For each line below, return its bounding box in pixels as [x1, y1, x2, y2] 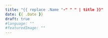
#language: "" [5, 21, 35, 26]
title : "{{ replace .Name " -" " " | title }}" [5, 7, 104, 12]
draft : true [5, 16, 30, 21]
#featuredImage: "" [5, 26, 46, 31]
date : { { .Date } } [5, 12, 43, 17]
